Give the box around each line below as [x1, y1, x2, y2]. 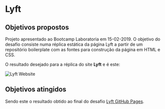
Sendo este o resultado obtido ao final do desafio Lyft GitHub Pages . [5, 98, 144, 104]
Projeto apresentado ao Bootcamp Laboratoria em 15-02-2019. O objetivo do [5, 36, 161, 42]
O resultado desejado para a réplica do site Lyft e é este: [5, 62, 121, 67]
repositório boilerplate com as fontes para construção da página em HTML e [5, 47, 161, 52]
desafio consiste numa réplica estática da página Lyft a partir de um [5, 41, 143, 47]
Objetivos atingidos [5, 85, 66, 94]
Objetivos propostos [5, 23, 69, 32]
